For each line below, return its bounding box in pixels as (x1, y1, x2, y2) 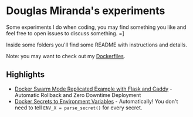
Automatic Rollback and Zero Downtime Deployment (14, 91, 141, 98)
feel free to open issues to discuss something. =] (6, 29, 124, 36)
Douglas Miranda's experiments (6, 4, 165, 18)
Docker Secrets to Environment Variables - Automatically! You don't (14, 98, 178, 105)
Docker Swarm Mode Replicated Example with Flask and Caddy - (14, 85, 172, 92)
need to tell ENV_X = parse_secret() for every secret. (14, 104, 143, 111)
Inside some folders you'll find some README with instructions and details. (6, 41, 188, 48)
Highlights (6, 69, 45, 80)
